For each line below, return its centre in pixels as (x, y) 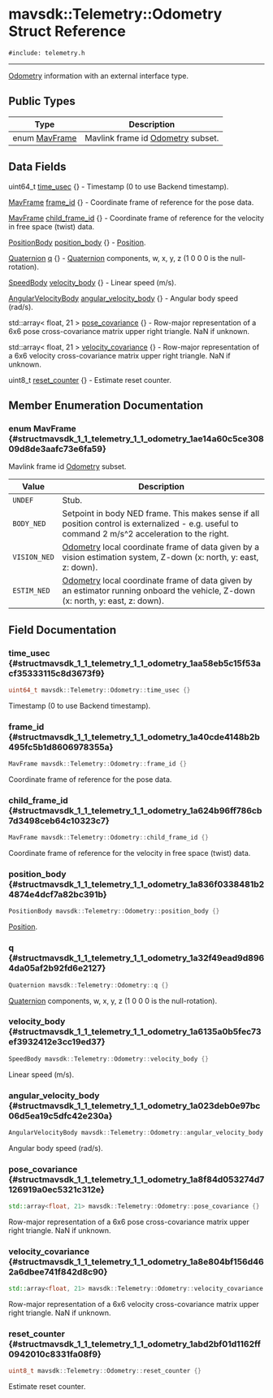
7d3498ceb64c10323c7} (59, 820)
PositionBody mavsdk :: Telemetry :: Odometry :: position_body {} (114, 911)
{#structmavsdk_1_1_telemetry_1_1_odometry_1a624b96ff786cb (135, 810)
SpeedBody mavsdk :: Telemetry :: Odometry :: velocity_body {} (108, 1059)
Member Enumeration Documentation (106, 405)
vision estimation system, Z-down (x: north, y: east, (160, 558)
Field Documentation (62, 630)
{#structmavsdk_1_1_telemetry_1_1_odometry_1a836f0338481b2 (136, 884)
